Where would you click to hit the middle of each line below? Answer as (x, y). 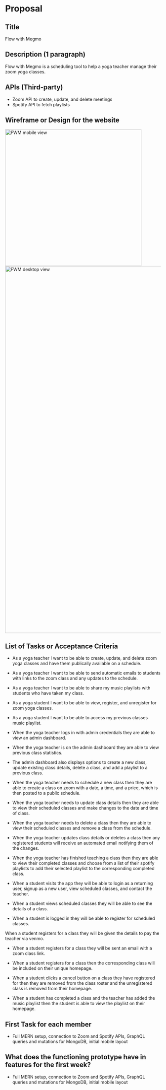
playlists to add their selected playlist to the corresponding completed (83, 869)
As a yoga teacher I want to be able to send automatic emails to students (86, 673)
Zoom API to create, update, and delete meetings (62, 99)
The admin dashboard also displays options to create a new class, (80, 762)
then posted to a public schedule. (46, 793)
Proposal (24, 9)
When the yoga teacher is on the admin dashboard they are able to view (85, 748)
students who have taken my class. (48, 693)
